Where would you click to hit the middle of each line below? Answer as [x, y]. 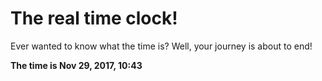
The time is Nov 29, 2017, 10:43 [76, 65]
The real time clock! [94, 18]
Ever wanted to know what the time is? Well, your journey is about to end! [161, 46]
